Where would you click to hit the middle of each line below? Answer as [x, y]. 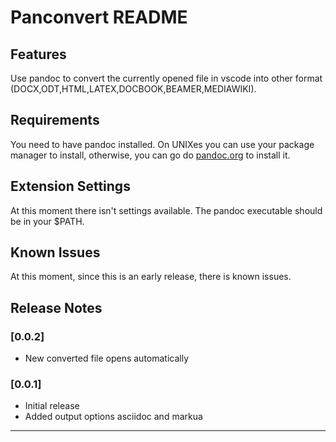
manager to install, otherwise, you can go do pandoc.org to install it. [150, 155]
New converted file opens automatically [107, 358]
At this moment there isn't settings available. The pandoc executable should [166, 210]
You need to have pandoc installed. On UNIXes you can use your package [162, 144]
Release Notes [56, 307]
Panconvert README [99, 17]
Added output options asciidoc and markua [113, 417]
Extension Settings [70, 186]
